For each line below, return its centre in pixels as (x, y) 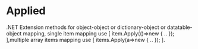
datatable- (180, 27)
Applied (26, 11)
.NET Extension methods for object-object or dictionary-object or (86, 27)
